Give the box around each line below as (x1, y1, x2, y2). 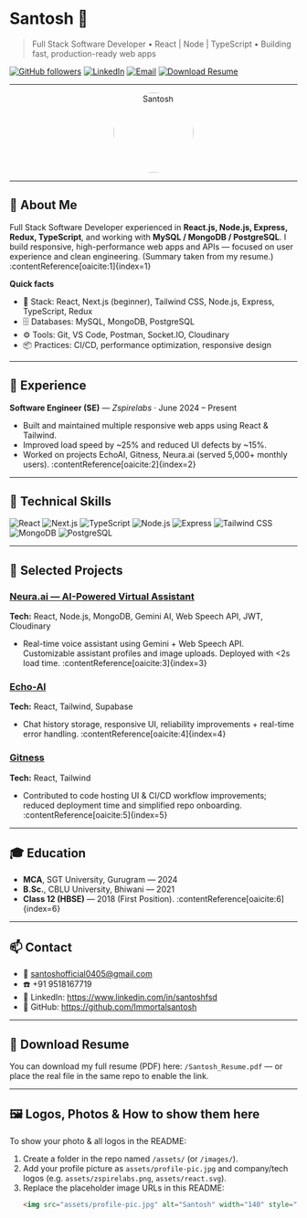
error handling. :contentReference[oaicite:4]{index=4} (22, 728, 227, 739)
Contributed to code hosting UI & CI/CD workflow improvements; (22, 789, 267, 800)
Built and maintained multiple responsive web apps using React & (22, 419, 270, 430)
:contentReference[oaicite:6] (176, 894, 285, 905)
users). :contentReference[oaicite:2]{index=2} (22, 459, 196, 470)
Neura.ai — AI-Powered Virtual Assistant (9, 589, 195, 602)
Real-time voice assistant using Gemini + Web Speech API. (22, 639, 245, 650)
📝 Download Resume (9, 1036, 130, 1052)
